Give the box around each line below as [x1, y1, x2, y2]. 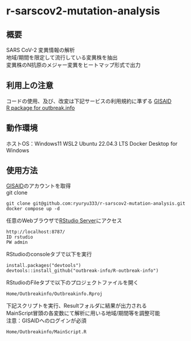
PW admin [6, 239, 28, 245]
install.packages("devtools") [6, 263, 82, 269]
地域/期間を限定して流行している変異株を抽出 [6, 54, 118, 61]
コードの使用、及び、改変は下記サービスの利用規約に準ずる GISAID [6, 97, 172, 105]
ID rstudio [6, 234, 33, 240]
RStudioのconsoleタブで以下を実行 [6, 251, 93, 258]
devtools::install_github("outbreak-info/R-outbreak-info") [6, 268, 159, 274]
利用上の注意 [6, 81, 54, 91]
